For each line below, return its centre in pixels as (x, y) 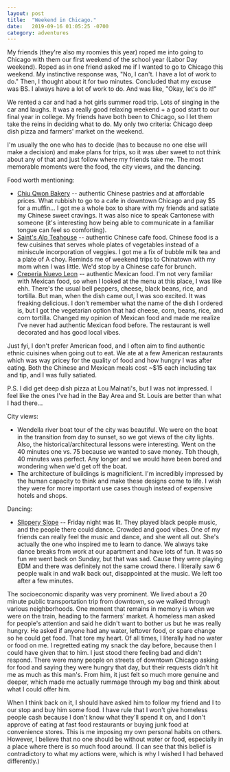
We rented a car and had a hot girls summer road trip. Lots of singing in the (113, 102)
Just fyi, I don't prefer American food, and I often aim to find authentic (106, 346)
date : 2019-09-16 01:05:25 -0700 (58, 26)
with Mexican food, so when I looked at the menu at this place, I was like (119, 281)
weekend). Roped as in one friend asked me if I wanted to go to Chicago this (115, 67)
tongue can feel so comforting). (62, 230)
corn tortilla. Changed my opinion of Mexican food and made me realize (118, 318)
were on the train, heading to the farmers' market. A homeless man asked (111, 616)
